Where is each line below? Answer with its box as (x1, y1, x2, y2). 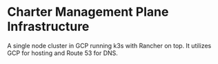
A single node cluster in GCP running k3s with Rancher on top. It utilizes (7, 41, 212, 50)
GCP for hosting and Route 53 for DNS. (7, 49, 119, 57)
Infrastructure (7, 19, 90, 34)
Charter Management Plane (7, 4, 169, 20)
